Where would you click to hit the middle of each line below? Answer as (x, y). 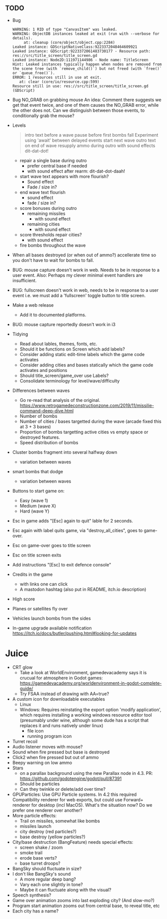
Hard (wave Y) (35, 511)
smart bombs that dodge (38, 471)
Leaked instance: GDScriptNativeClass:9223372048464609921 (75, 47)
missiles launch (36, 826)
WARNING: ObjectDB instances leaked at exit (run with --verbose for (86, 34)
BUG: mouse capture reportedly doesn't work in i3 (64, 324)
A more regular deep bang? (48, 879)
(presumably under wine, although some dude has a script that (84, 720)
